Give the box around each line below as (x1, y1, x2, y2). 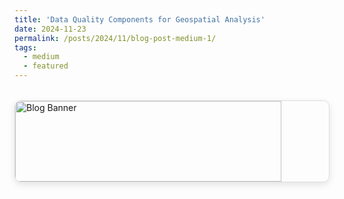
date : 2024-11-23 (14, 24, 87, 34)
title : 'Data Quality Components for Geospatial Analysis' (14, 14, 266, 25)
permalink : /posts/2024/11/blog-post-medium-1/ (14, 33, 217, 43)
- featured (23, 61, 69, 71)
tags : (14, 42, 37, 53)
